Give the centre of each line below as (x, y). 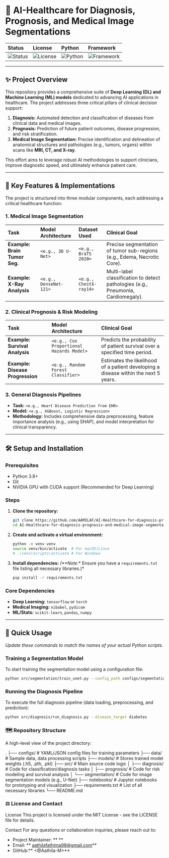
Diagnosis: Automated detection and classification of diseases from (83, 118)
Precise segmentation (132, 244)
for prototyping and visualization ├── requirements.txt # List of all (74, 785)
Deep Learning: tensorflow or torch (50, 601)
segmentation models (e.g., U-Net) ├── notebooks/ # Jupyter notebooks (81, 780)
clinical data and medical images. (47, 123)
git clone (23, 520)
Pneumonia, (120, 290)
